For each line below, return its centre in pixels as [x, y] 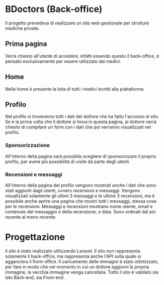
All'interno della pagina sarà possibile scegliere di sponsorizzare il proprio [81, 156]
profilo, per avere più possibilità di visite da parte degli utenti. [68, 161]
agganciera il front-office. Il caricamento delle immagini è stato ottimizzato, [82, 261]
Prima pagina [26, 44]
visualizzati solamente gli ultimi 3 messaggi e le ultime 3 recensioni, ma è [80, 196]
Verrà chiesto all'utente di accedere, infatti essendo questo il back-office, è [82, 56]
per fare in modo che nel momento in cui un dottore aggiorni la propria [77, 267]
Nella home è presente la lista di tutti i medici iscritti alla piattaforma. [75, 89]
